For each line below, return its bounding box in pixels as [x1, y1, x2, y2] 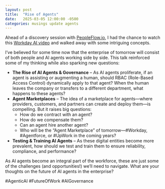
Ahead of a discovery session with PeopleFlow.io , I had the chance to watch [5, 35, 161, 41]
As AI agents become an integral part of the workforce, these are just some [5, 158, 159, 164]
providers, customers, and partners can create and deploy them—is [12, 101, 151, 107]
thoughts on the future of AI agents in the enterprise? [5, 169, 114, 175]
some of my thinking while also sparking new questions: [5, 60, 120, 66]
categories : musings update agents [5, 21, 79, 26]
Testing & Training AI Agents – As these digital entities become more [12, 138, 155, 144]
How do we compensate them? [19, 117, 83, 123]
